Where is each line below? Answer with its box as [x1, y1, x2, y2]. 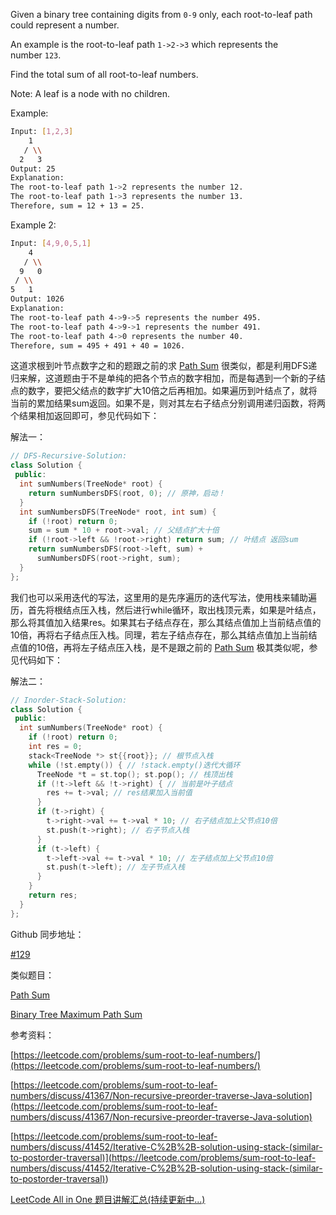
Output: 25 [10, 164, 56, 174]
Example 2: [10, 219, 57, 231]
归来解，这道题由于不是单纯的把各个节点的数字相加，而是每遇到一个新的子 [10, 372, 317, 384]
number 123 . [10, 49, 62, 61]
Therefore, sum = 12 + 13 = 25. [10, 201, 145, 211]
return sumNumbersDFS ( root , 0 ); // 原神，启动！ [28, 488, 226, 498]
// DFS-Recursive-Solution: [10, 451, 128, 461]
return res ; [28, 890, 78, 900]
